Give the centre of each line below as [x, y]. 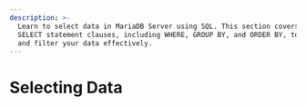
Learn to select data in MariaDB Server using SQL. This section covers [158, 26]
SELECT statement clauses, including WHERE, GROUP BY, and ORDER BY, [152, 34]
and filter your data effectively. [85, 43]
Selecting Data [66, 88]
